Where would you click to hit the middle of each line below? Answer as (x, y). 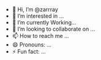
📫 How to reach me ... (40, 36)
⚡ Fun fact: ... (29, 51)
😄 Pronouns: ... (32, 45)
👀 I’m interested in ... (38, 16)
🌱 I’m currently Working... (44, 22)
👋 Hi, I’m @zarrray (35, 9)
